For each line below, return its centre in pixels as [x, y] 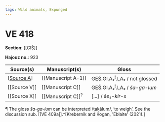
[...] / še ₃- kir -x [109, 96]
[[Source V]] [22, 87]
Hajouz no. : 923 [22, 57]
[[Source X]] [22, 96]
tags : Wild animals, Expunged [36, 10]
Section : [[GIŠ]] [21, 48]
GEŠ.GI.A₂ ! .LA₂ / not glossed [124, 78]
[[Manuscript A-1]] [64, 78]
